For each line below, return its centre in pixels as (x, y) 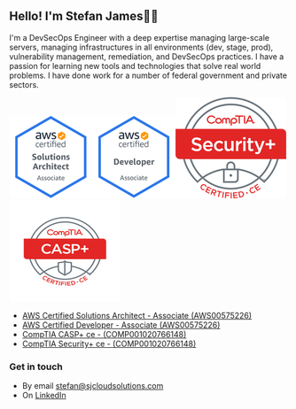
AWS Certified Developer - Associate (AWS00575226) (121, 325)
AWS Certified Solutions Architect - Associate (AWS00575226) (137, 315)
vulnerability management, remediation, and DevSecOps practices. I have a (147, 56)
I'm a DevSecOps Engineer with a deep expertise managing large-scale (140, 37)
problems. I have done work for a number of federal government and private (148, 75)
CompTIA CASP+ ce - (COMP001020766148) (104, 334)
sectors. (24, 84)
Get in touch (36, 367)
